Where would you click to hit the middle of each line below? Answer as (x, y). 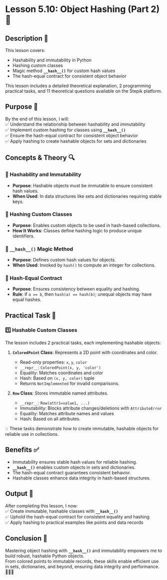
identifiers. (23, 236)
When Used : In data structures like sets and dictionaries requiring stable (87, 196)
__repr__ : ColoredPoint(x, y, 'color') (60, 368)
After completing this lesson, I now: (41, 506)
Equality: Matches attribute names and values (67, 414)
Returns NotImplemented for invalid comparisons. (69, 384)
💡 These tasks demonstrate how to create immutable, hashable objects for (82, 429)
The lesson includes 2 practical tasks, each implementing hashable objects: (83, 343)
